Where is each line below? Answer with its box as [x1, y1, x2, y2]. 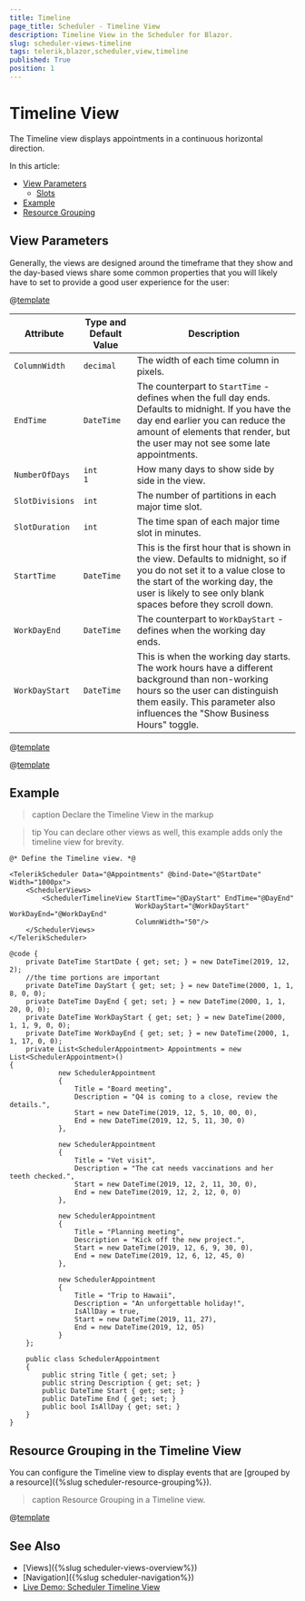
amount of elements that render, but [136, 425, 290, 438]
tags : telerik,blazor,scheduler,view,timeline [9, 47, 189, 56]
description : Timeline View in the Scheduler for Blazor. [9, 30, 233, 39]
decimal [83, 361, 116, 371]
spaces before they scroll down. [136, 598, 274, 610]
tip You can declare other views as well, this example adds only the [31, 827, 283, 838]
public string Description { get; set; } [42, 1379, 202, 1388]
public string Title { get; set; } [42, 1370, 177, 1380]
